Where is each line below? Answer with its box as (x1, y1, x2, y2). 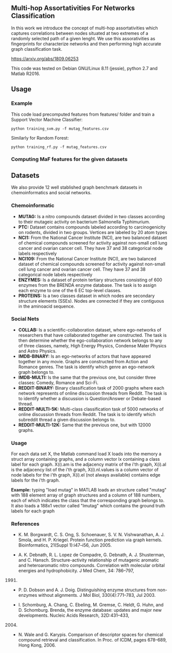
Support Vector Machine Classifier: (11, 116, 83, 122)
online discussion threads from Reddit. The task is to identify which (18, 411, 156, 417)
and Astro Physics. (18, 348, 57, 354)
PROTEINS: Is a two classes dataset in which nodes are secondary (18, 293, 155, 299)
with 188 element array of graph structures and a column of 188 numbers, (11, 492, 162, 498)
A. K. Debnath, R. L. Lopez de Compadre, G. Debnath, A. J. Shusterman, (18, 552, 166, 558)
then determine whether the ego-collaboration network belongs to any (18, 337, 163, 343)
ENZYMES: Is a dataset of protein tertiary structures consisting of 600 (18, 277, 163, 283)
